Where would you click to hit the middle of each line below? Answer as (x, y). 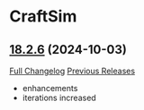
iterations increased (59, 97)
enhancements (50, 88)
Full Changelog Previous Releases (72, 71)
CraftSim (43, 17)
